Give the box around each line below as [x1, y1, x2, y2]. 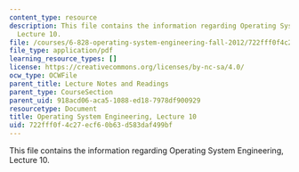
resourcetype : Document [9, 104, 98, 113]
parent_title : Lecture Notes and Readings [9, 79, 169, 88]
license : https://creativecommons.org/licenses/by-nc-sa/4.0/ [9, 63, 245, 72]
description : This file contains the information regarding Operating [9, 21, 277, 30]
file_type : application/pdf [9, 46, 114, 55]
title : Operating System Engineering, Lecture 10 [9, 112, 198, 121]
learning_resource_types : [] [9, 54, 117, 63]
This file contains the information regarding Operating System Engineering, [9, 145, 285, 156]
